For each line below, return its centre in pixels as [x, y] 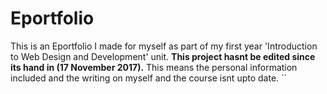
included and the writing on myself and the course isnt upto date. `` [149, 78]
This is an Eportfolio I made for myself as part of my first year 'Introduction [164, 46]
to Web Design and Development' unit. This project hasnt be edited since [163, 56]
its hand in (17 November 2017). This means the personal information [154, 67]
